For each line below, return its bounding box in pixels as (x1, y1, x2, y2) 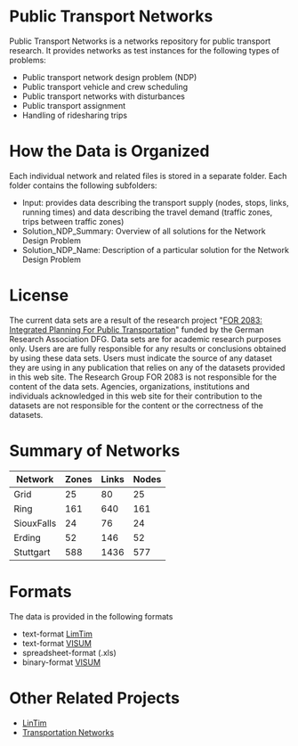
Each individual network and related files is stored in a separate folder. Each (9, 170, 287, 181)
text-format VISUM (21, 637, 92, 648)
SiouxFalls (13, 517, 57, 529)
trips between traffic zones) (21, 216, 125, 226)
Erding (13, 531, 42, 544)
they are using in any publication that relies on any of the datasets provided (9, 362, 286, 373)
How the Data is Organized (9, 141, 210, 161)
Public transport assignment (21, 100, 126, 111)
